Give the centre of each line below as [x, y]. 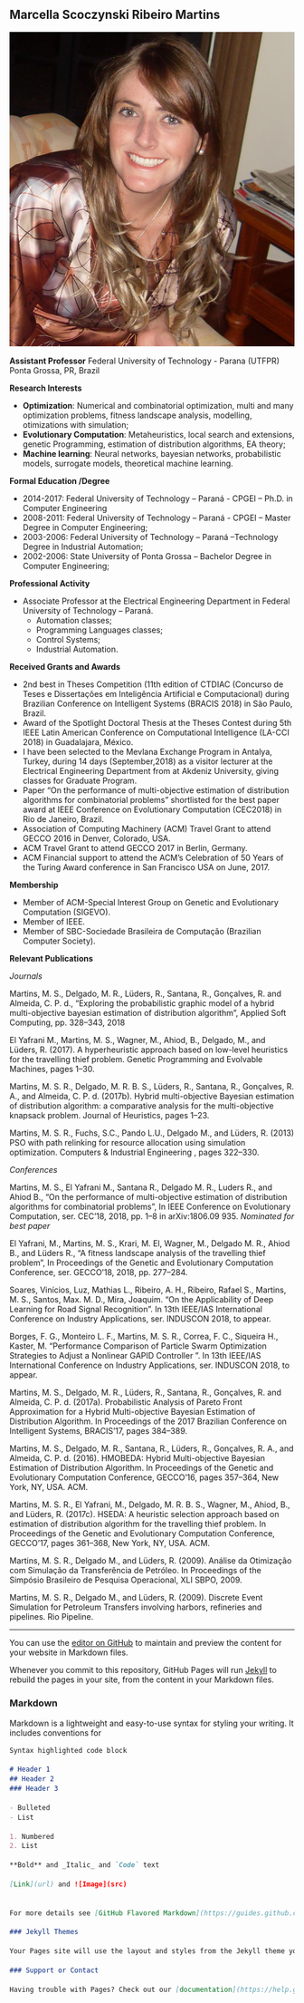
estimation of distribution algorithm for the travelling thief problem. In [138, 1524]
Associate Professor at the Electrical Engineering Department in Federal [156, 601]
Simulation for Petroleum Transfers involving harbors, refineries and [136, 1607]
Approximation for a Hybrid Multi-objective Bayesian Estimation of [133, 1412]
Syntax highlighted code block [68, 1750]
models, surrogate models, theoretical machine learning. [128, 464]
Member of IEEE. [54, 922]
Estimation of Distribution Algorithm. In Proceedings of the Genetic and [142, 1468]
